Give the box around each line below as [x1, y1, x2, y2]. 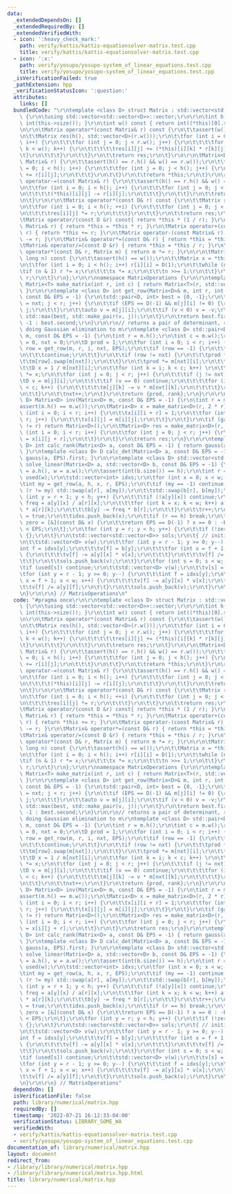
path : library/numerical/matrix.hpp [13, 1099, 119, 1106]
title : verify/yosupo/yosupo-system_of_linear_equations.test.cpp [19, 68, 215, 75]
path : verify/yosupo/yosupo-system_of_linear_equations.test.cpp [19, 62, 212, 69]
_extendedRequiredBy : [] [13, 23, 85, 30]
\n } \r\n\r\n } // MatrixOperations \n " [19, 590, 128, 597]
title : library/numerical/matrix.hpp [7, 1176, 116, 1184]
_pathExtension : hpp [13, 81, 72, 88]
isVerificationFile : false [13, 1092, 91, 1099]
